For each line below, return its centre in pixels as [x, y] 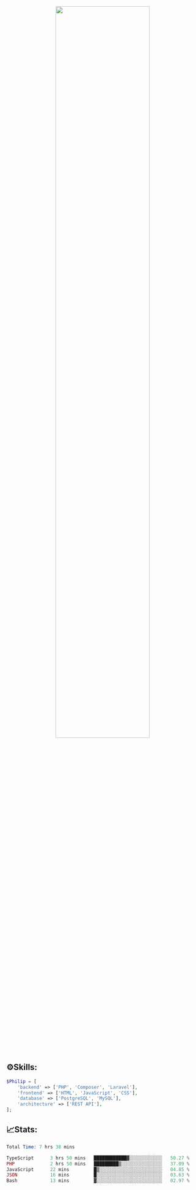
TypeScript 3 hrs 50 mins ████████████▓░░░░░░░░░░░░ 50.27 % [98, 1158]
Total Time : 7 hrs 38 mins [41, 1147]
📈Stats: [22, 1130]
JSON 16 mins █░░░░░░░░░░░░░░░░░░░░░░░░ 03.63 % [98, 1175]
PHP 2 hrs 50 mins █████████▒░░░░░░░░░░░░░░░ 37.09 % [98, 1164]
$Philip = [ [21, 1081]
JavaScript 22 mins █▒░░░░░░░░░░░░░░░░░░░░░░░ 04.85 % [98, 1169]
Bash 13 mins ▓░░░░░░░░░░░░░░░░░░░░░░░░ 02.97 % [98, 1181]
